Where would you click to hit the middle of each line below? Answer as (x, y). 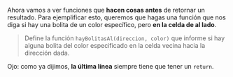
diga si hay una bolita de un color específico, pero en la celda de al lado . (112, 25)
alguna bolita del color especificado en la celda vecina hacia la (115, 45)
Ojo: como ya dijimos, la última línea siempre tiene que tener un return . (111, 66)
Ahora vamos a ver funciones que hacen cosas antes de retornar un (106, 10)
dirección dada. (47, 53)
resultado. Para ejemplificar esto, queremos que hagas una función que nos (116, 17)
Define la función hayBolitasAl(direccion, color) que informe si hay (125, 38)
